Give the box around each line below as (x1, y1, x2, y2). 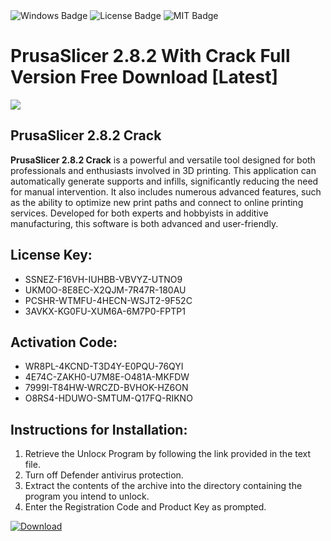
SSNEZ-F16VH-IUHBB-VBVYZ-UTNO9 (24, 273, 183, 285)
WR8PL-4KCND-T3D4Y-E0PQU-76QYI (24, 360, 184, 373)
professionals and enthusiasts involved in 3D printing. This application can (10, 164, 317, 176)
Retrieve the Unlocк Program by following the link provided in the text (24, 448, 312, 460)
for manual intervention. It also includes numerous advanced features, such (10, 185, 322, 198)
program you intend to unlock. (24, 490, 150, 503)
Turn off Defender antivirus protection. (24, 469, 184, 481)
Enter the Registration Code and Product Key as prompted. (24, 501, 267, 513)
